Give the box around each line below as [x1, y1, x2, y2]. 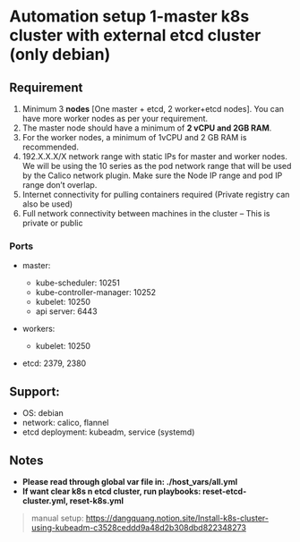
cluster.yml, [21, 495, 69, 506]
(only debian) [9, 45, 111, 64]
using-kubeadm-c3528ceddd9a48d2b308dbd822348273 [30, 521, 246, 533]
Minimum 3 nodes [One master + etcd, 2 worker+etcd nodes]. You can [21, 104, 285, 114]
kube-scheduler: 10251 [35, 277, 121, 288]
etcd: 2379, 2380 [21, 358, 87, 368]
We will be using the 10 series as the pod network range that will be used [21, 161, 292, 171]
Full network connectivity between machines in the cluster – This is [21, 208, 270, 218]
